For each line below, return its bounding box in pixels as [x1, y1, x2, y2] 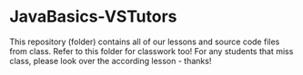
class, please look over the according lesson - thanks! [9, 55, 212, 66]
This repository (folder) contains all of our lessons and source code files [9, 36, 280, 47]
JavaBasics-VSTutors [9, 6, 177, 27]
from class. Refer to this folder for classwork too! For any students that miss [9, 45, 294, 56]
